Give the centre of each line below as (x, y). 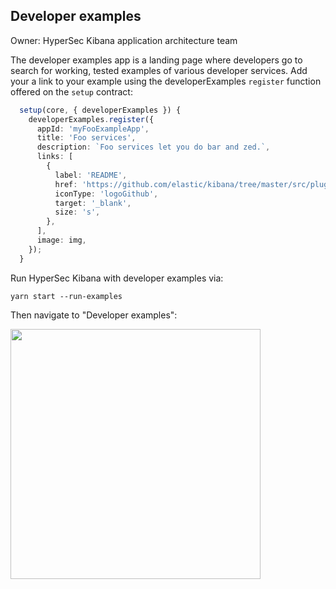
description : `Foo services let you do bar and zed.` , (153, 147)
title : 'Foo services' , (86, 138)
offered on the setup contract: (71, 91)
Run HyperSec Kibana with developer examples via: (117, 278)
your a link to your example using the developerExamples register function (166, 81)
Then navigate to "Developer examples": (94, 315)
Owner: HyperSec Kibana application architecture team (124, 40)
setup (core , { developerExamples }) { (100, 110)
